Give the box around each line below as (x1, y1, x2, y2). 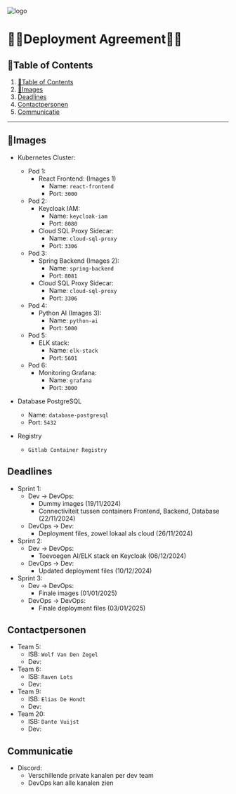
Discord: (17, 764, 42, 772)
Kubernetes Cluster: (17, 153, 76, 162)
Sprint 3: (17, 573, 43, 583)
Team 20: (17, 710, 46, 718)
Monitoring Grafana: (38, 368, 97, 377)
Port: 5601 (48, 353, 78, 362)
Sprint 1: (17, 484, 41, 493)
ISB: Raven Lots (27, 672, 74, 681)
